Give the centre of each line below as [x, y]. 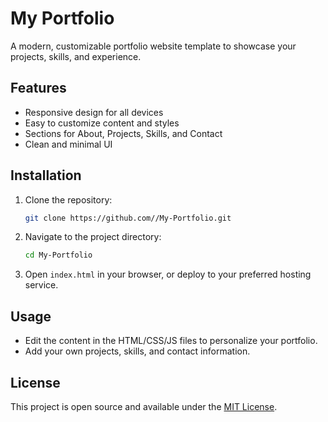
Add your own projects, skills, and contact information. [137, 351]
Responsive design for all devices [94, 112]
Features [38, 88]
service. [41, 285]
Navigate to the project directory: [93, 237]
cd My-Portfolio [58, 255]
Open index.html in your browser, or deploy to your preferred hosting [168, 274]
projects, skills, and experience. [76, 56]
